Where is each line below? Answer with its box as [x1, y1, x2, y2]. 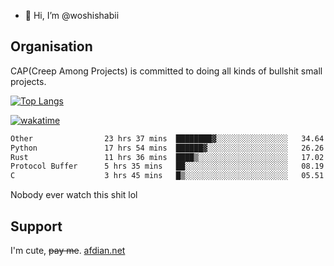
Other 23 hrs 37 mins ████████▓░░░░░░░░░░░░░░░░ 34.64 [10, 133, 325, 144]
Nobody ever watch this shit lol [10, 189, 138, 201]
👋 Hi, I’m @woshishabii [24, 10, 120, 21]
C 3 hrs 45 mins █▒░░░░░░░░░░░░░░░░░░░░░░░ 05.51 [10, 171, 325, 181]
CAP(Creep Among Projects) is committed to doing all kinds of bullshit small [10, 65, 323, 77]
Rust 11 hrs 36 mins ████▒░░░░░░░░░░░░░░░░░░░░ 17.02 [10, 152, 325, 162]
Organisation [10, 38, 93, 55]
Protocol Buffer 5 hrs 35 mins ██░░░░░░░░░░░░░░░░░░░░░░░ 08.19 [10, 161, 325, 172]
